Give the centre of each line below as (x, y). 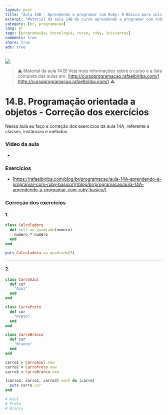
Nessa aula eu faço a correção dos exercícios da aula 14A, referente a (77, 126)
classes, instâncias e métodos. (37, 131)
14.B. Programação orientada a (70, 101)
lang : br (14, 29)
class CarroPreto (23, 307)
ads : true (15, 47)
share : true (17, 43)
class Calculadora (24, 225)
